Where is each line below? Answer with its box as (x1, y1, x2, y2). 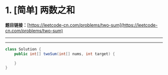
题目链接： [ (5, 22, 29, 28)
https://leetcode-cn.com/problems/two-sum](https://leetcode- (28, 22, 158, 28)
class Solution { (5, 46, 41, 51)
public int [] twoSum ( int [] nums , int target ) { (14, 51, 115, 56)
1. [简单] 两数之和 (5, 4, 75, 16)
